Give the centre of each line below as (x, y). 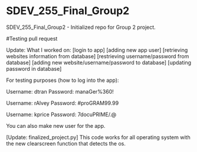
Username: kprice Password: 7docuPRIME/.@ (61, 114)
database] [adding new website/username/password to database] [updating (99, 62)
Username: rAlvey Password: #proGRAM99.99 (63, 103)
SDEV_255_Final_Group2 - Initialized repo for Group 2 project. (81, 27)
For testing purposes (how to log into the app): (63, 80)
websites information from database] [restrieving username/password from (98, 56)
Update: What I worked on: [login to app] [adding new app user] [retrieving (97, 50)
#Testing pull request (32, 38)
